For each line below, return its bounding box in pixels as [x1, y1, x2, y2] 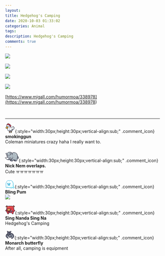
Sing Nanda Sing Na [5, 215, 47, 221]
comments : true [5, 39, 36, 44]
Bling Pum [5, 189, 27, 194]
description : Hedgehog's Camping [5, 34, 74, 39]
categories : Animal [5, 24, 45, 29]
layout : [5, 8, 21, 13]
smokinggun [5, 133, 31, 139]
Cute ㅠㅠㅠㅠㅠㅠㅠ [5, 168, 44, 174]
